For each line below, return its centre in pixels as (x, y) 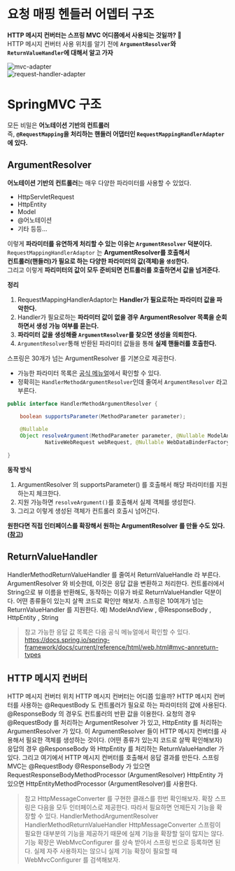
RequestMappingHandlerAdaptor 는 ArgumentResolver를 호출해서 (99, 252)
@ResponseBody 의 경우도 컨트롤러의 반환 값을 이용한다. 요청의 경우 (102, 714)
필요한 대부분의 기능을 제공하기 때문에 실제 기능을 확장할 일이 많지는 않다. (124, 834)
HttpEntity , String (33, 617)
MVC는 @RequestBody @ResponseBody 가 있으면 (79, 766)
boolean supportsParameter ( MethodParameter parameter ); (103, 416)
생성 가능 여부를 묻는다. (67, 325)
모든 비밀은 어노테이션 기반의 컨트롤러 (58, 125)
